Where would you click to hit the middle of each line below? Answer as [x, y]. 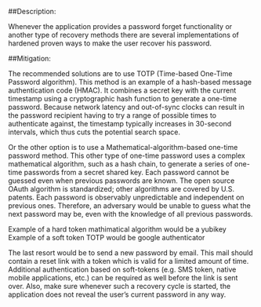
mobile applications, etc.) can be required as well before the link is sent [123, 278]
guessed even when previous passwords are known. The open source [121, 181]
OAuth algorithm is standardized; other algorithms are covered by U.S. [121, 189]
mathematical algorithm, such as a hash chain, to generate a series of [120, 164]
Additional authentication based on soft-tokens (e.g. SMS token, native [122, 269]
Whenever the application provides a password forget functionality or [120, 26]
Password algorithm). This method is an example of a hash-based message [130, 82]
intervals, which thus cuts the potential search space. [94, 132]
